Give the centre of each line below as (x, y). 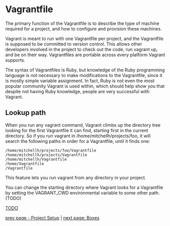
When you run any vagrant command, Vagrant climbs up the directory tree (83, 125)
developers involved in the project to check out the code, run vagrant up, (82, 49)
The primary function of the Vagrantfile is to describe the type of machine (82, 23)
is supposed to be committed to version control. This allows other (74, 44)
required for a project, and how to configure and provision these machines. (84, 28)
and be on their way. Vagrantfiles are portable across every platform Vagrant (85, 55)
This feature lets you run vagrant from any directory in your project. (76, 177)
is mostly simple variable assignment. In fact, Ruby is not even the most (80, 81)
